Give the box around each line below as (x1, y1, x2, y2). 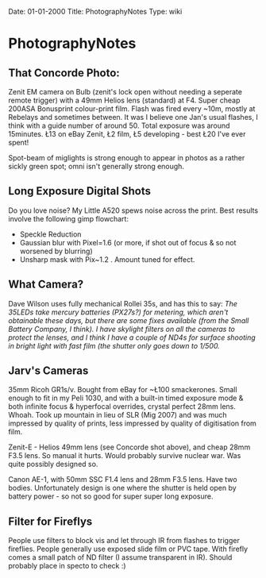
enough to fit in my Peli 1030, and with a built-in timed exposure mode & (8, 393, 244, 403)
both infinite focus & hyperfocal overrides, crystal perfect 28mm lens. (8, 402, 237, 411)
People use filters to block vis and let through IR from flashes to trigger (8, 536, 240, 545)
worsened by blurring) (19, 246, 93, 256)
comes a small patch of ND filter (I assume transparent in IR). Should (8, 553, 233, 562)
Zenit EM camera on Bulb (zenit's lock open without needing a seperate (8, 87, 242, 96)
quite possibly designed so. (8, 460, 98, 469)
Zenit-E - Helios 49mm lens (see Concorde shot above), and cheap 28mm (8, 442, 251, 452)
